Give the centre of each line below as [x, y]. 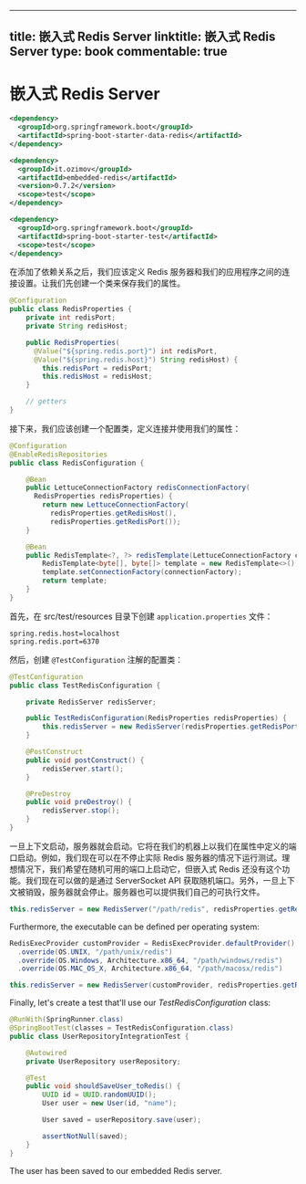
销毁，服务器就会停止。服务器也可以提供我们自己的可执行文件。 [145, 892]
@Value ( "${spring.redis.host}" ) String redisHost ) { [136, 360]
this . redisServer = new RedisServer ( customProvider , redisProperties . [146, 985]
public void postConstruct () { [85, 760]
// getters [46, 402]
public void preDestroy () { [79, 802]
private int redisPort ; [71, 318]
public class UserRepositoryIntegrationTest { [99, 1036]
